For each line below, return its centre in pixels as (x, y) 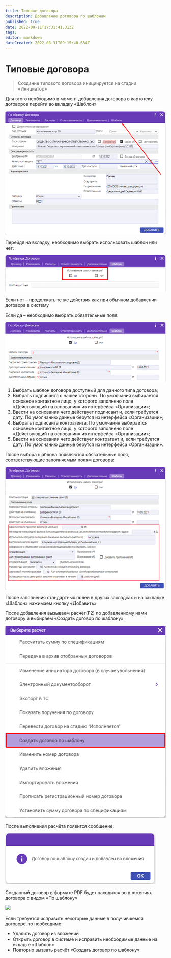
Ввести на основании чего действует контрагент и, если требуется (86, 439)
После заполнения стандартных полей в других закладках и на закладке (85, 598)
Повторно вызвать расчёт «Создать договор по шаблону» (76, 950)
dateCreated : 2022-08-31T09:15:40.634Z (48, 43)
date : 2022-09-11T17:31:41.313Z (39, 27)
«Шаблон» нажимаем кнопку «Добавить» (51, 603)
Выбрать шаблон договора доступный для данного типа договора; (85, 390)
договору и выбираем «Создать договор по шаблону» (64, 618)
